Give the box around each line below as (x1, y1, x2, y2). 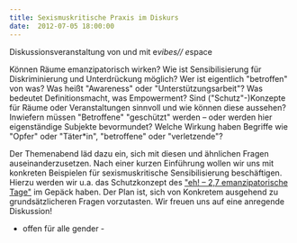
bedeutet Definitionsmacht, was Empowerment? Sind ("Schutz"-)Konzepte (9, 92, 286, 103)
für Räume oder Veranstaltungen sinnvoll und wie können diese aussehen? (9, 102, 286, 112)
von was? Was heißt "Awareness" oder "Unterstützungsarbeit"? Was (9, 83, 264, 94)
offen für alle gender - (22, 222, 105, 234)
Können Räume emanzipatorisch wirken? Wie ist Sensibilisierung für (9, 64, 262, 75)
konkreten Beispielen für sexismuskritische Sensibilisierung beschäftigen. (9, 167, 283, 178)
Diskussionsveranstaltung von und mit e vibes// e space (9, 46, 213, 57)
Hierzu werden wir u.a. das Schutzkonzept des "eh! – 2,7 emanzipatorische (9, 176, 288, 187)
